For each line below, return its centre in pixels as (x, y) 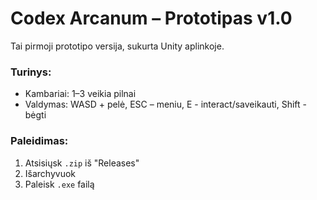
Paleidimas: (39, 141)
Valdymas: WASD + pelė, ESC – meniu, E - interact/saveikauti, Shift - (165, 104)
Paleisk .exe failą (59, 184)
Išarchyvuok (50, 173)
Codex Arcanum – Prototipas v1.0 (151, 18)
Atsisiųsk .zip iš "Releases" (82, 163)
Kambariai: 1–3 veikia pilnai (80, 94)
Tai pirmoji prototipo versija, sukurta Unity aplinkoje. (117, 46)
